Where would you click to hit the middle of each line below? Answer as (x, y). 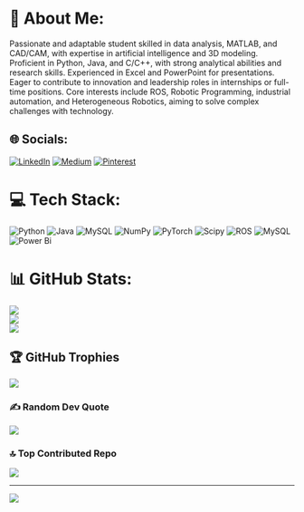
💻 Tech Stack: (65, 199)
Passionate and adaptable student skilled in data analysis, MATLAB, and (143, 43)
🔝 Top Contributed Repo (63, 453)
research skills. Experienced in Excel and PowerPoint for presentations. (142, 72)
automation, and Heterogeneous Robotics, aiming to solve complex (134, 101)
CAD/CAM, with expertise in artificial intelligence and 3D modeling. (134, 53)
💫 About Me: (57, 19)
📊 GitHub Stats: (71, 279)
